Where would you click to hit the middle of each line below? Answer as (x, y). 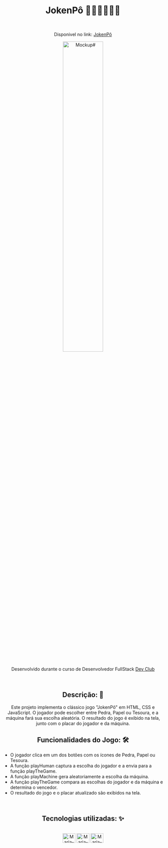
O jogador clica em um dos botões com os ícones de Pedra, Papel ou (82, 755)
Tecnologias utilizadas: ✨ (83, 818)
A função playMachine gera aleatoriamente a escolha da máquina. (79, 776)
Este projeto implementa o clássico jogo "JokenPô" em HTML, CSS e (83, 707)
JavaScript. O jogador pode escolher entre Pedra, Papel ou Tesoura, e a (83, 713)
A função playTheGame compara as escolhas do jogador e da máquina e (87, 782)
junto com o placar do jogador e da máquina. (83, 723)
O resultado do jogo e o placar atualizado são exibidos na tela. (75, 793)
